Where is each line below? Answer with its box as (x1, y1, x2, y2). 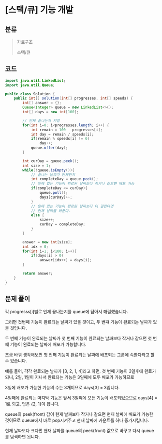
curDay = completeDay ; (39, 222, 86, 227)
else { (30, 213, 44, 218)
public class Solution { (5, 91, 55, 96)
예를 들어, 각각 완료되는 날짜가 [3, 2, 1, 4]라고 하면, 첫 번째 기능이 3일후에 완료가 (5, 368, 156, 374)
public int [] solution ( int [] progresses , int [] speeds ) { (14, 96, 133, 101)
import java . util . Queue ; (5, 83, 55, 87)
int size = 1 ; (22, 163, 51, 168)
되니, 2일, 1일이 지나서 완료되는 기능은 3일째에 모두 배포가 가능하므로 (5, 374, 134, 380)
